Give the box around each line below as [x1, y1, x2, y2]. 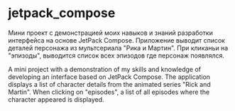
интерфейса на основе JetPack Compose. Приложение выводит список [8, 36, 226, 44]
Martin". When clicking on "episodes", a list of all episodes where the [8, 88, 210, 96]
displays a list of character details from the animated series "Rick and [8, 80, 212, 88]
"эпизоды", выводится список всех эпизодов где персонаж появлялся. [8, 51, 225, 60]
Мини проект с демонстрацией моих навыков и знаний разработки [8, 28, 214, 37]
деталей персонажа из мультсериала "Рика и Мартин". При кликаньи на [8, 43, 229, 52]
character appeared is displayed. [8, 95, 105, 104]
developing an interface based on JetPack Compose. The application [8, 73, 211, 81]
